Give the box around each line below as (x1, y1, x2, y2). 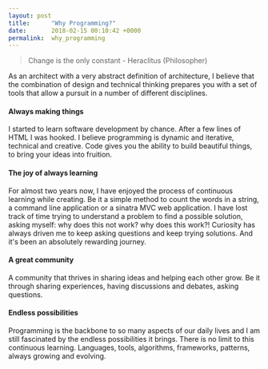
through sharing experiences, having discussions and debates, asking (8, 281, 239, 291)
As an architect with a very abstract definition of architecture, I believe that (8, 71, 254, 81)
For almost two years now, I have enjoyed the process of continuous (8, 185, 234, 196)
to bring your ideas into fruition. (8, 149, 113, 160)
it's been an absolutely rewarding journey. (8, 236, 146, 246)
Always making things (8, 106, 84, 116)
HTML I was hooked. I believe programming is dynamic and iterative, (8, 133, 234, 142)
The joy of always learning (8, 169, 98, 178)
